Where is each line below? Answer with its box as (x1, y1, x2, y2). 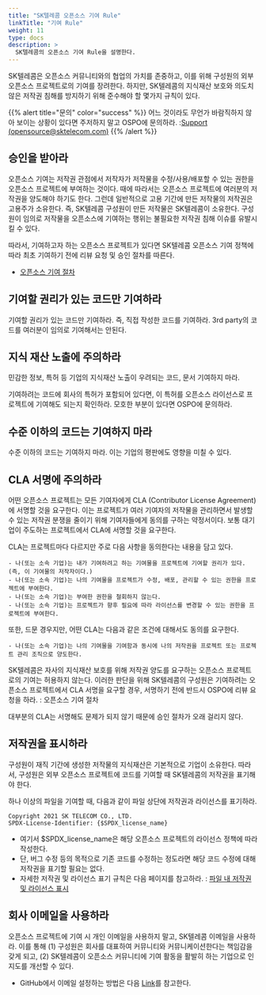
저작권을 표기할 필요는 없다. (19, 863, 105, 873)
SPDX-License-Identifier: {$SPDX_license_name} (8, 819, 169, 827)
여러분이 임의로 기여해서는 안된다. (22, 325, 127, 334)
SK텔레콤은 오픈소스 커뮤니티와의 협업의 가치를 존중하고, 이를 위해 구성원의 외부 (8, 71, 254, 80)
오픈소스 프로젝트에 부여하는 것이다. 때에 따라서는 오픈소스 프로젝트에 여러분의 (8, 184, 249, 193)
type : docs (8, 33, 44, 42)
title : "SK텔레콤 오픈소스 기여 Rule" (8, 11, 121, 20)
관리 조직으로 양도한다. (17, 650, 82, 658)
